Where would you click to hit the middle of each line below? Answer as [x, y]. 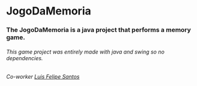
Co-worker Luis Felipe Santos [43, 77]
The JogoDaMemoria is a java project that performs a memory [98, 30]
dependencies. [25, 58]
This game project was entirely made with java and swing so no [86, 52]
